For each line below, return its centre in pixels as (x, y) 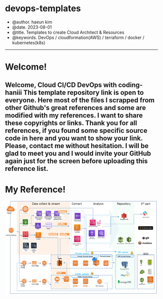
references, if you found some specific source (76, 130)
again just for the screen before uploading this (76, 161)
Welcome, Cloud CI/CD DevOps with (61, 85)
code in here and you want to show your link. (74, 138)
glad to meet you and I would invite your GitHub (78, 153)
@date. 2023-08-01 (32, 27)
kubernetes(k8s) (29, 42)
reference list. (27, 168)
